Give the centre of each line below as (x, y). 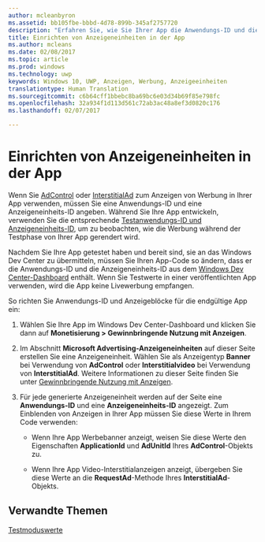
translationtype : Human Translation (68, 89)
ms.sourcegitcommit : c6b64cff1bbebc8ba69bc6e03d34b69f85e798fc (114, 96)
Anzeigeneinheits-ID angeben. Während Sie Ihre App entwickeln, (114, 212)
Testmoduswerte (35, 529)
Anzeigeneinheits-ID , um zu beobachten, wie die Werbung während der (125, 228)
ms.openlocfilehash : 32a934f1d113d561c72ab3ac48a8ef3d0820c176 (114, 103)
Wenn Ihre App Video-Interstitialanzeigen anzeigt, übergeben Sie (137, 469)
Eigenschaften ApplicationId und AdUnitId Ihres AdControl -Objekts (142, 445)
